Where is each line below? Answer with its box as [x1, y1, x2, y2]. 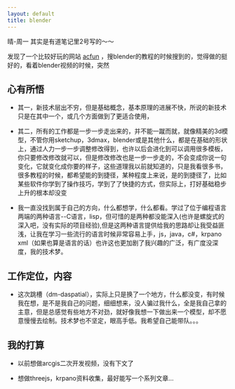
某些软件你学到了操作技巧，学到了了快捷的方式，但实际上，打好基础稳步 [17, 180, 227, 189]
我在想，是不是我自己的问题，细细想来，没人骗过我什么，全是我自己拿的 [17, 299, 227, 307]
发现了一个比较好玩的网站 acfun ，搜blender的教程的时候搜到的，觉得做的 [7, 52, 222, 60]
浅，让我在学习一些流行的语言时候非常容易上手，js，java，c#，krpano [17, 230, 222, 238]
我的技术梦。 [29, 248, 67, 256]
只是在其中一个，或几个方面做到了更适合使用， [17, 112, 153, 120]
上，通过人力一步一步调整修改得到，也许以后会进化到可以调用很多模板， [17, 145, 227, 153]
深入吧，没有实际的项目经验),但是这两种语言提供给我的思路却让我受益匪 [17, 221, 224, 229]
